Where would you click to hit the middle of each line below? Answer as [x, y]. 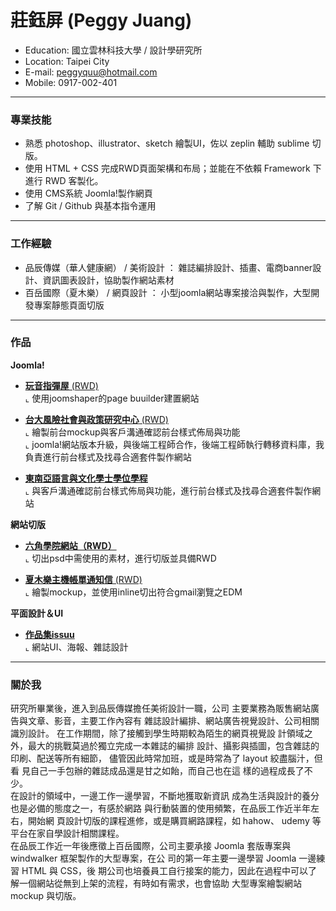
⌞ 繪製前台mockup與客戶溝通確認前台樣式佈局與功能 [132, 432]
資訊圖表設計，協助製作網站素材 [108, 280]
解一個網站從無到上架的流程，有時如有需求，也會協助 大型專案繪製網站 [156, 883]
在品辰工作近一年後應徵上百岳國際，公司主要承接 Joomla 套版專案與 [151, 846]
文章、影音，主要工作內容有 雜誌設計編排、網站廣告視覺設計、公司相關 [173, 721]
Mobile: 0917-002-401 [71, 82]
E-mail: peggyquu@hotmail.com [91, 72]
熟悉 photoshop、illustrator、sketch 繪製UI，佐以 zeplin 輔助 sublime [167, 143]
